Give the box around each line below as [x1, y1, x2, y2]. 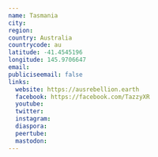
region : [8, 26, 34, 34]
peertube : [15, 129, 47, 137]
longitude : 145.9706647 [8, 56, 87, 64]
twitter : [15, 108, 44, 116]
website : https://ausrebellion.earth [15, 85, 140, 94]
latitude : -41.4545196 [8, 48, 83, 56]
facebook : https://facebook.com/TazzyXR [15, 93, 150, 101]
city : [8, 19, 26, 27]
